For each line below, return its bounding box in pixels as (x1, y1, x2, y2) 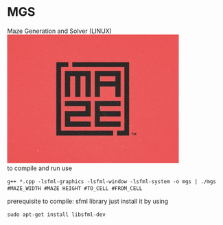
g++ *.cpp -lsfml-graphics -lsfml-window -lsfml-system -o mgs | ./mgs (7, 178, 216, 185)
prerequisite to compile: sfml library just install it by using (7, 197, 169, 205)
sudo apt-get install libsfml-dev (7, 211, 106, 218)
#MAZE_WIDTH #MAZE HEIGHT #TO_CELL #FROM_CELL (7, 185, 143, 192)
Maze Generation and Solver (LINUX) (7, 27, 112, 35)
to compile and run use (7, 164, 73, 172)
